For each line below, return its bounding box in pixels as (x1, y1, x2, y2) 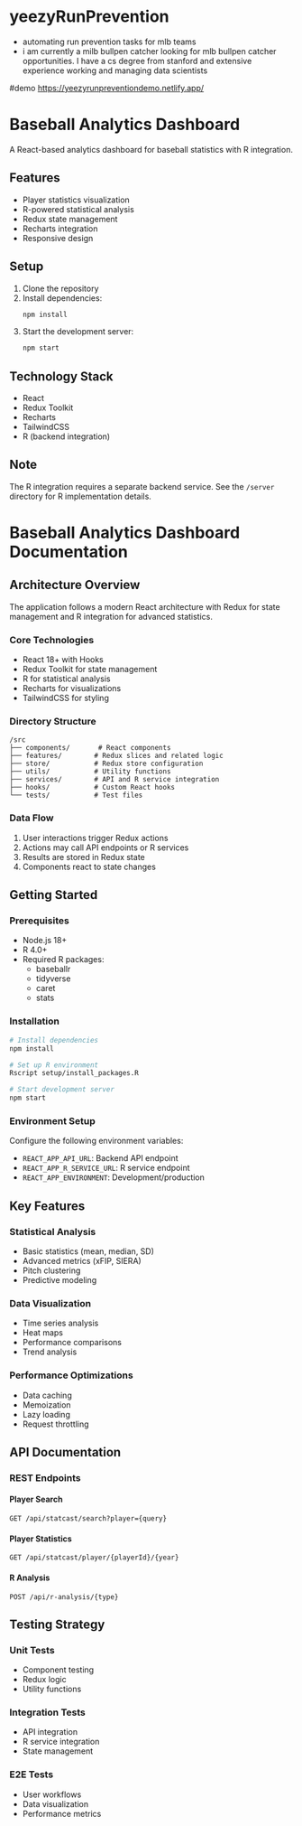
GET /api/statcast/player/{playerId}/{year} (9, 1553, 179, 1562)
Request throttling (22, 1419, 89, 1429)
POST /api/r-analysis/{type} (9, 1592, 119, 1601)
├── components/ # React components (9, 744, 171, 753)
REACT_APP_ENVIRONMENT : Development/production (22, 1172, 206, 1183)
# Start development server (9, 1085, 115, 1094)
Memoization (22, 1399, 71, 1410)
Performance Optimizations (9, 1369, 133, 1381)
